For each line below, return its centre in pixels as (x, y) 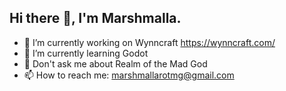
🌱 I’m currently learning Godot (86, 53)
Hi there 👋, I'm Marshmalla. (95, 18)
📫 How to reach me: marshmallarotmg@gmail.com (129, 75)
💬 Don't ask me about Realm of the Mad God (115, 63)
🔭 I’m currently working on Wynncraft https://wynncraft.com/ (149, 42)
